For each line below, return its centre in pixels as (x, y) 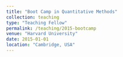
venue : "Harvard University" (42, 34)
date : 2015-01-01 (27, 39)
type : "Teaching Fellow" (37, 23)
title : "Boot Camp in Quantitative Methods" (62, 12)
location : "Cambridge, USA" (41, 45)
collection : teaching (33, 17)
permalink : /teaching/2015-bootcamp (51, 28)
